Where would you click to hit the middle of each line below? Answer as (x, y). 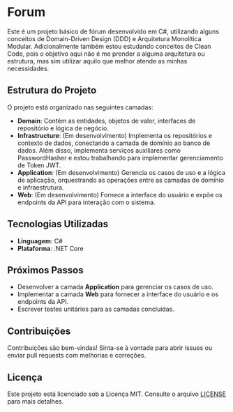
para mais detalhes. (36, 401)
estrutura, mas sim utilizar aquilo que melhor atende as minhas (97, 61)
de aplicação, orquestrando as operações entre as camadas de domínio (121, 180)
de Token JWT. (39, 165)
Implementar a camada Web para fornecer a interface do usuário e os (118, 294)
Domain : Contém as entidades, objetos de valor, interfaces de (106, 121)
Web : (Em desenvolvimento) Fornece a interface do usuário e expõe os (120, 194)
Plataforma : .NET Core (50, 248)
